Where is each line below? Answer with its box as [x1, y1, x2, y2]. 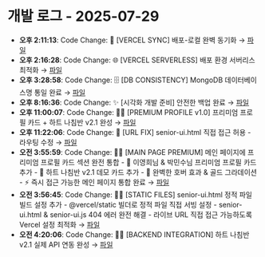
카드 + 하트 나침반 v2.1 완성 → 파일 [27, 117, 136, 127]
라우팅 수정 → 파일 [18, 137, 77, 147]
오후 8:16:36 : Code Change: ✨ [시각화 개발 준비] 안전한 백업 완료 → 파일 [18, 97, 249, 107]
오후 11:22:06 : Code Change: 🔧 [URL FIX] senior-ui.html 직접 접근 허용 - [18, 127, 251, 136]
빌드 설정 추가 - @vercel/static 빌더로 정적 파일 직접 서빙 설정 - [18, 200, 217, 209]
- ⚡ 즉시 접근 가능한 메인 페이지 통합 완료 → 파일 [18, 177, 169, 187]
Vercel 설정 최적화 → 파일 [18, 219, 101, 229]
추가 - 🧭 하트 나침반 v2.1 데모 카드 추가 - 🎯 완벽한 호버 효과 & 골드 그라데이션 [18, 167, 257, 176]
